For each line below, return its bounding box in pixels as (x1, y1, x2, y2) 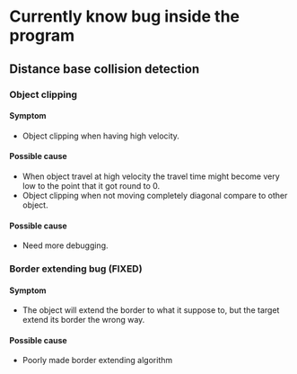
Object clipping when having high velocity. (22, 130, 179, 141)
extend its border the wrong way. (22, 315, 145, 325)
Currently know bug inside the (9, 6, 240, 27)
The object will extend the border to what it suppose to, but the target (22, 305, 280, 316)
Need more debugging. (22, 240, 109, 251)
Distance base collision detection (9, 61, 200, 76)
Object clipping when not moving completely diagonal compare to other (22, 190, 288, 200)
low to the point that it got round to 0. (22, 180, 161, 191)
